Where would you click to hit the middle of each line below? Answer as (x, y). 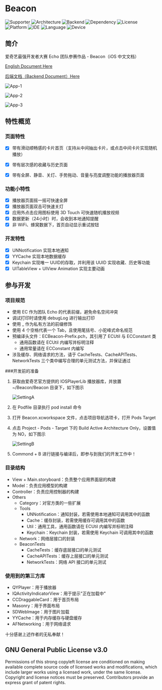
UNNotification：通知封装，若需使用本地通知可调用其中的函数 (88, 514)
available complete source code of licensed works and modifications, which (81, 667)
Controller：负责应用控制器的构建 (45, 492)
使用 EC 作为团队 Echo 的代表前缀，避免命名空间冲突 (65, 312)
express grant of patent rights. (36, 682)
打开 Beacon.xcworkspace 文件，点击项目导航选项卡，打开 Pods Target (84, 418)
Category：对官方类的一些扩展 (50, 503)
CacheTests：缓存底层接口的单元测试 (64, 550)
